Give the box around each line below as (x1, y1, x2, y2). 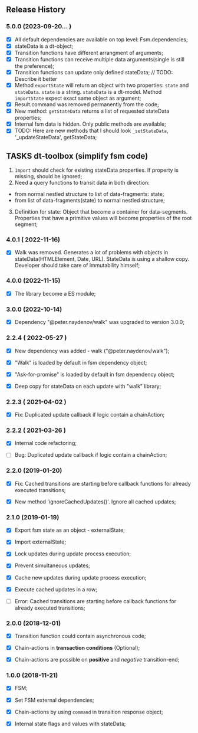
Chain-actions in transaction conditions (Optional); (14, 644, 140, 652)
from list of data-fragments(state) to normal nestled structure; (14, 197, 165, 204)
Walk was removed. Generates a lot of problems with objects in (14, 249, 169, 256)
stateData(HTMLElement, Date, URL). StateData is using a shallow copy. (14, 256, 190, 263)
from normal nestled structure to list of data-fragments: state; (14, 191, 164, 198)
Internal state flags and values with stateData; (14, 720, 126, 727)
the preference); (14, 62, 55, 70)
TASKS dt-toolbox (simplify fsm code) (6, 150, 148, 161)
